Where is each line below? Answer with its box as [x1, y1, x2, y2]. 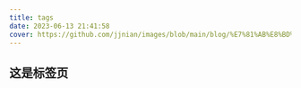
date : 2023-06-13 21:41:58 [9, 22, 110, 31]
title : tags [9, 13, 54, 22]
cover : [9, 30, 34, 39]
